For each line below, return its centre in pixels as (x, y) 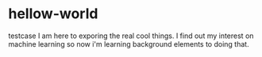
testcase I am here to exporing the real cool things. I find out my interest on (131, 36)
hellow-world (53, 14)
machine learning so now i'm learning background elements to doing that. (129, 44)
